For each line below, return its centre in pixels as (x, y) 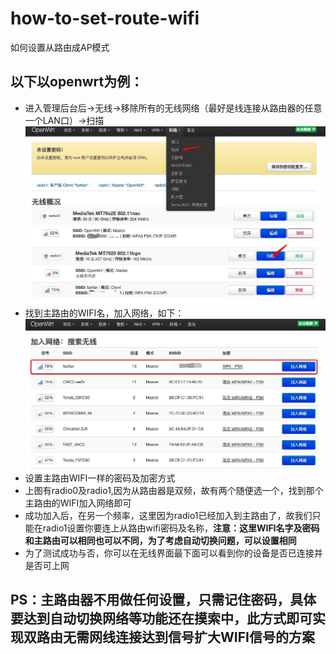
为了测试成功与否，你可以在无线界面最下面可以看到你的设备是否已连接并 (173, 553)
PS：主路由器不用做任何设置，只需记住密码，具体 (163, 600)
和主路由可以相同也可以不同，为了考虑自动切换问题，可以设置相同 (160, 540)
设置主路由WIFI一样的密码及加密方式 (100, 478)
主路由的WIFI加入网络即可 (78, 503)
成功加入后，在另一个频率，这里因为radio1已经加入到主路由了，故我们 (168, 515)
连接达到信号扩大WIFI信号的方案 (214, 637)
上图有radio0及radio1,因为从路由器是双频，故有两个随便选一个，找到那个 (174, 490)
